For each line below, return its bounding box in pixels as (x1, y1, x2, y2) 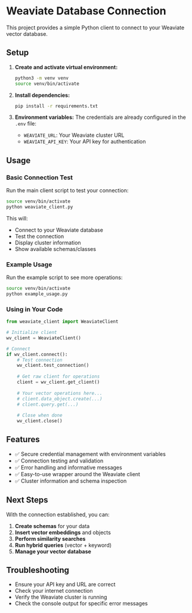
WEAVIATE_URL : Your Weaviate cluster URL (23, 131, 125, 139)
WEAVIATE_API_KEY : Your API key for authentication (23, 138, 146, 145)
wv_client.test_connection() (17, 363, 89, 369)
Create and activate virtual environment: (14, 63, 118, 71)
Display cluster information (14, 239, 82, 246)
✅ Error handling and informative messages (14, 464, 122, 471)
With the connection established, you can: (6, 511, 110, 518)
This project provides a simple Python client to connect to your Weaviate (6, 24, 185, 31)
